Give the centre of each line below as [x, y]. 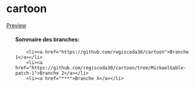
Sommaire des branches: [47, 39]
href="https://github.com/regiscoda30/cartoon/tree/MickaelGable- [101, 68]
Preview [16, 25]
